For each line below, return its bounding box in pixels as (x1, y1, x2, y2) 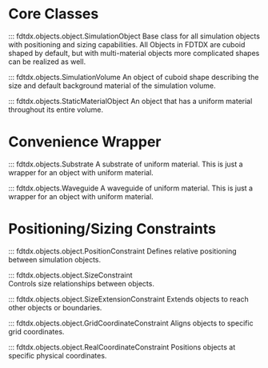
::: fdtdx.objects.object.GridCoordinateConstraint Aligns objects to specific (8, 318, 254, 328)
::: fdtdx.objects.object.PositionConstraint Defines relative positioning (8, 246, 237, 256)
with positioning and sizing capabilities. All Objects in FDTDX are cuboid (8, 39, 246, 49)
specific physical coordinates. (8, 350, 107, 360)
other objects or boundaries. (8, 302, 102, 312)
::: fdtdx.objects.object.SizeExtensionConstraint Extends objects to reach (8, 294, 250, 304)
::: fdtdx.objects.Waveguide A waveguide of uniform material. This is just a (8, 183, 254, 193)
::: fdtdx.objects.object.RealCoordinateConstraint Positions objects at (8, 342, 236, 352)
